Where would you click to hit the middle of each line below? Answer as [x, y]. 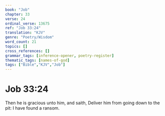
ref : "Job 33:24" [23, 28]
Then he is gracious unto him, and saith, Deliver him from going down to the [82, 103]
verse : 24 [15, 19]
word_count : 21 [21, 42]
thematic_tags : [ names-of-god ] [37, 60]
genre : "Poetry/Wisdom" [30, 38]
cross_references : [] [27, 51]
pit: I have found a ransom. [32, 108]
